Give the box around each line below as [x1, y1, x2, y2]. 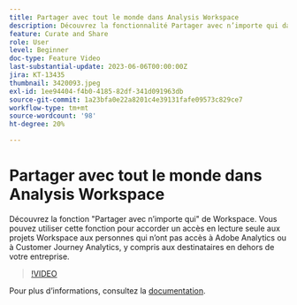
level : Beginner [9, 46, 69, 55]
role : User [9, 37, 49, 47]
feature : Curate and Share [9, 29, 109, 38]
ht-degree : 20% [9, 120, 65, 129]
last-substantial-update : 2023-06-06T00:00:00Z [9, 63, 188, 72]
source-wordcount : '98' [9, 111, 97, 120]
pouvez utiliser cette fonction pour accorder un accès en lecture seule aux [9, 223, 281, 233]
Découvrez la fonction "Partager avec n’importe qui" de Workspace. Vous [9, 213, 278, 224]
